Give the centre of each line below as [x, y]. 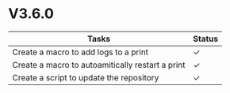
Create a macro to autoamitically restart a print [99, 65]
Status [206, 39]
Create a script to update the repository [86, 77]
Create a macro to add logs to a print [80, 52]
